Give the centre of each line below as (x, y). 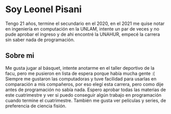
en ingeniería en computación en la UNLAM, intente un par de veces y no (82, 28)
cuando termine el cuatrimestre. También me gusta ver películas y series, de (86, 100)
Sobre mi (20, 56)
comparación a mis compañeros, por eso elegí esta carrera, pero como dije (84, 84)
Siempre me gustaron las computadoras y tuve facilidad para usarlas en (81, 79)
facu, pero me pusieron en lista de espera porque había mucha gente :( (80, 73)
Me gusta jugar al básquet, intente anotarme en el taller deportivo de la (80, 68)
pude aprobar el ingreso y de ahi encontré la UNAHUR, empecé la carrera (83, 34)
